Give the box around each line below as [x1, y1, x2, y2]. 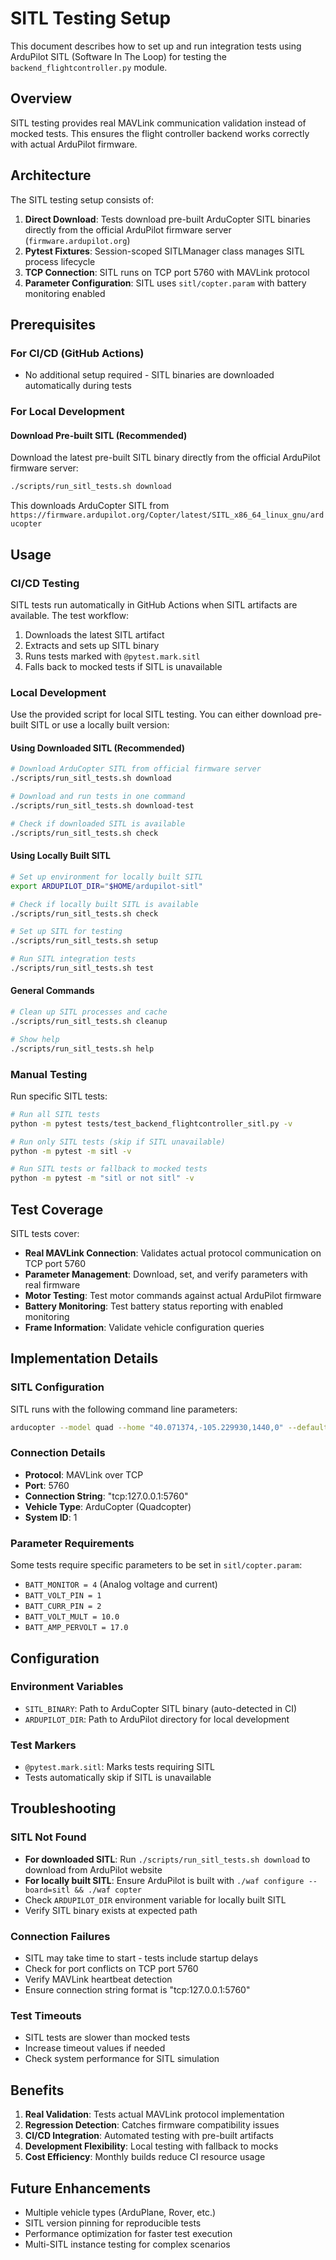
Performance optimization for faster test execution [24, 2228, 233, 2239]
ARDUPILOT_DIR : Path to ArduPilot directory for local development [24, 1713, 290, 1725]
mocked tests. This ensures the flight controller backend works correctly [10, 127, 310, 139]
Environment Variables [10, 1680, 124, 1694]
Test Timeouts [10, 2009, 82, 2022]
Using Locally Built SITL [10, 850, 111, 862]
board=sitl [24, 1885, 71, 1895]
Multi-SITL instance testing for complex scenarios [24, 2238, 231, 2250]
